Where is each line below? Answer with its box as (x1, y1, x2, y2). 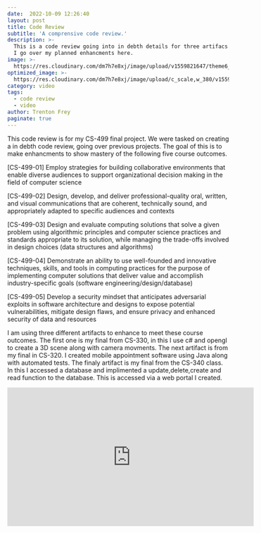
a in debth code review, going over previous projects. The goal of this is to (7, 142, 222, 150)
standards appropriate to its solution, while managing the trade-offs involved (7, 235, 229, 244)
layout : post (7, 17, 46, 24)
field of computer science (7, 177, 82, 187)
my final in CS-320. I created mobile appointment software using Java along (7, 351, 228, 359)
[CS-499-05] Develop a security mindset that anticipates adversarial (7, 292, 206, 301)
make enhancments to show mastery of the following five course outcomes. (7, 149, 227, 158)
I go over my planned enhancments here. (13, 50, 134, 57)
